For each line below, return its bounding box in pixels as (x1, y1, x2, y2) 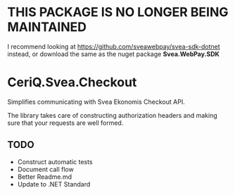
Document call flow (17, 165, 74, 173)
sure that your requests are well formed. (7, 119, 124, 127)
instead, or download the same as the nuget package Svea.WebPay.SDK (7, 50, 220, 58)
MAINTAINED (7, 19, 87, 35)
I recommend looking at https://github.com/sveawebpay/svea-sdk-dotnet (7, 42, 220, 51)
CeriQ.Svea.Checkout (7, 74, 137, 90)
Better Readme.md (17, 173, 72, 181)
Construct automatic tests (17, 157, 93, 166)
